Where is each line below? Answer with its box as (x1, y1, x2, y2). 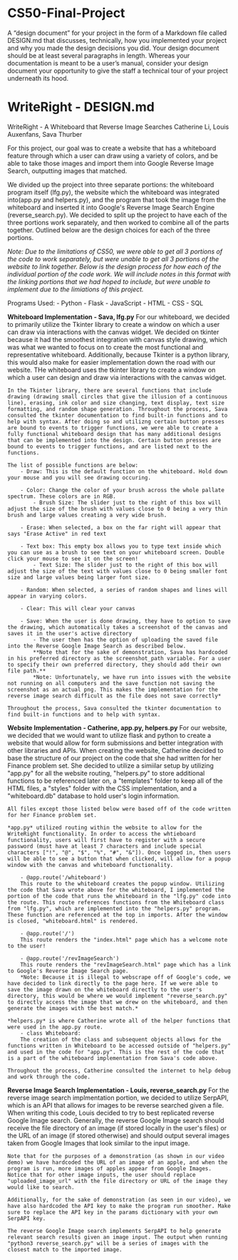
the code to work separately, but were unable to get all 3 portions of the (7, 254, 219, 263)
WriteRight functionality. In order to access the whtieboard (7, 830, 196, 838)
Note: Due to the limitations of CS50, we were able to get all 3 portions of (7, 247, 223, 256)
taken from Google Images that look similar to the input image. (7, 1138, 190, 1147)
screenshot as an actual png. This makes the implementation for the (7, 686, 219, 693)
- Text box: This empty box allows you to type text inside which (20, 543, 222, 550)
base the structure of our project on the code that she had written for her (7, 754, 222, 762)
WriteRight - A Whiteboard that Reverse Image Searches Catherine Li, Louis (7, 123, 229, 131)
